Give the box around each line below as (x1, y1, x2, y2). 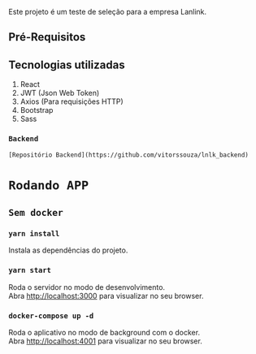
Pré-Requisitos (8, 30, 86, 44)
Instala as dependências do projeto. (8, 245, 128, 255)
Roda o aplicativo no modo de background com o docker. (8, 327, 201, 337)
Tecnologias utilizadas (8, 58, 125, 71)
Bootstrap (20, 106, 54, 115)
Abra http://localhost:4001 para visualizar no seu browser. (8, 336, 203, 346)
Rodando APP (8, 178, 89, 193)
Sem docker (8, 207, 63, 218)
